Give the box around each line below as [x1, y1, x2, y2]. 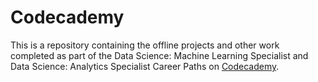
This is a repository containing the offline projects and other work [10, 39, 280, 51]
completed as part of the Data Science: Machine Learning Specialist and [10, 49, 309, 61]
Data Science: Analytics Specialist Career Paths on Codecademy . [10, 60, 280, 72]
